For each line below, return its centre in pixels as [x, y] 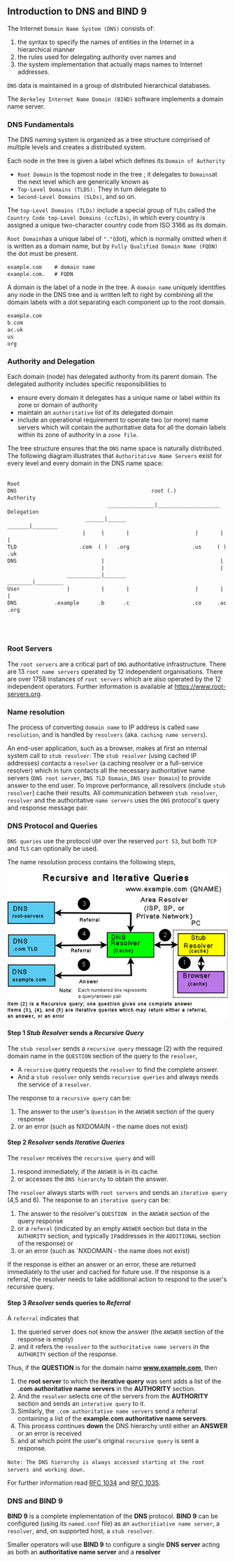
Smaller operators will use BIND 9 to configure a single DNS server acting [114, 1544]
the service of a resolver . [54, 1084]
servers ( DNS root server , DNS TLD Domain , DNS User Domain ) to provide [109, 778]
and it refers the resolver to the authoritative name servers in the [113, 1347]
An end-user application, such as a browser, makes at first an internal [107, 748]
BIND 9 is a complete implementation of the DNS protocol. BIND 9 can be [113, 1516]
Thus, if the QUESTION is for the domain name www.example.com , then [112, 1368]
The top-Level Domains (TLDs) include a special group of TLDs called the [112, 210]
